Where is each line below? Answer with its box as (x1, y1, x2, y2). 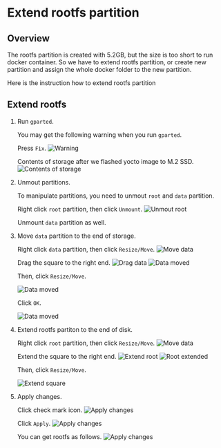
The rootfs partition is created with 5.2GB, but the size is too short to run (7, 50, 213, 59)
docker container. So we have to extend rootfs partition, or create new (7, 58, 207, 66)
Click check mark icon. (17, 406, 83, 414)
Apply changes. (17, 392, 62, 400)
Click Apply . (17, 419, 51, 427)
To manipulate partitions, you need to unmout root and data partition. (17, 192, 215, 200)
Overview (7, 32, 50, 44)
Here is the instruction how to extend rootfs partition (7, 79, 156, 87)
